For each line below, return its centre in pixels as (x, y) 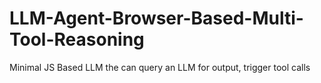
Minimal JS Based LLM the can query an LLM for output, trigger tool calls (160, 67)
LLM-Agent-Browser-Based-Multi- (156, 18)
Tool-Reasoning (77, 39)
